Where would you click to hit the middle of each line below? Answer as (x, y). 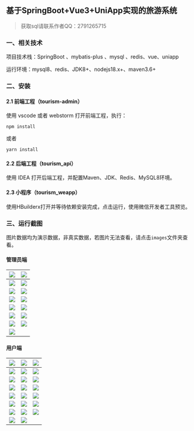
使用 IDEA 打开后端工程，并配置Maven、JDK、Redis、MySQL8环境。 (91, 178)
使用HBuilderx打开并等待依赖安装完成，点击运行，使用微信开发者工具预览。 (98, 206)
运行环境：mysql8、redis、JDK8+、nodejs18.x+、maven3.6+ (81, 69)
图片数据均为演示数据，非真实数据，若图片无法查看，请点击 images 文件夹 (94, 237)
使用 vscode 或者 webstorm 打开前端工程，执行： (67, 116)
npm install (21, 127)
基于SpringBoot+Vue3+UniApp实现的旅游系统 (92, 11)
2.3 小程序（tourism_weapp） (43, 192)
